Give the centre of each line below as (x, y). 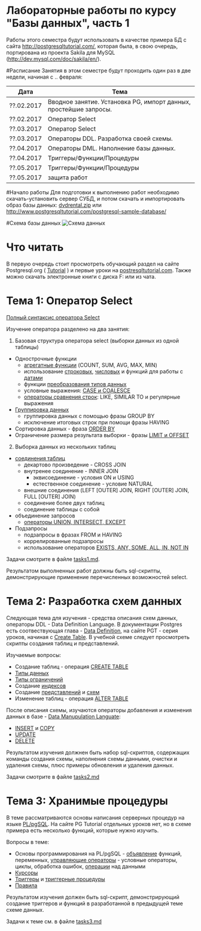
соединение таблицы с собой (62, 509)
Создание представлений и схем (57, 692)
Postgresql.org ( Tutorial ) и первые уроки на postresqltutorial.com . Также (99, 270)
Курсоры (26, 872)
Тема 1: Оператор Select (69, 301)
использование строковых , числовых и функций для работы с (103, 371)
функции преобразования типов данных (75, 384)
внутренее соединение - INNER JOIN (71, 471)
